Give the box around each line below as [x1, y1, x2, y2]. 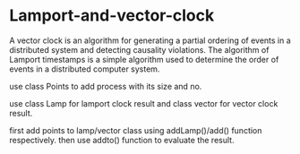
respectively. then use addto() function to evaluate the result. [9, 134, 235, 145]
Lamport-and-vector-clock [9, 5, 215, 26]
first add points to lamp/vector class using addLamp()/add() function [9, 124, 262, 135]
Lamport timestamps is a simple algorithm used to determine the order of [9, 54, 279, 64]
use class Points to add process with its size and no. [9, 81, 202, 91]
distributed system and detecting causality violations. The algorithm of [9, 44, 270, 55]
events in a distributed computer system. [9, 64, 160, 74]
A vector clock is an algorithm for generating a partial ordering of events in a [9, 35, 291, 46]
